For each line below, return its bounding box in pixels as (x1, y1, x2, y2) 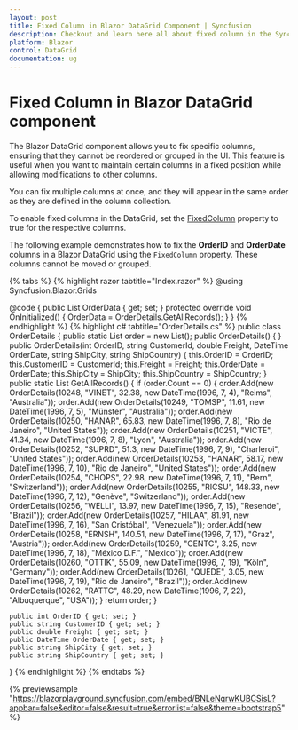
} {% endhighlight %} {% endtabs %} (9, 666, 145, 677)
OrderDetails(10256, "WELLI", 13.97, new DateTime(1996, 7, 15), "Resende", (9, 500, 282, 511)
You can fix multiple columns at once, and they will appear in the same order (9, 186, 289, 196)
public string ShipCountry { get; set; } (9, 650, 165, 660)
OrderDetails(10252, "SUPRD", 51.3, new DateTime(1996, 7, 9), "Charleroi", (9, 443, 280, 454)
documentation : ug (9, 54, 77, 63)
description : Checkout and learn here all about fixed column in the (9, 29, 272, 38)
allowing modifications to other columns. (9, 169, 158, 179)
